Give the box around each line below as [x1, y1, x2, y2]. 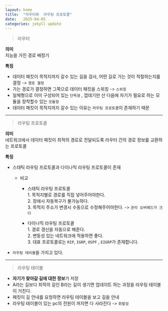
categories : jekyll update [5, 21, 61, 26]
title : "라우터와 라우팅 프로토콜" [5, 12, 72, 17]
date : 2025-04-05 [5, 16, 46, 21]
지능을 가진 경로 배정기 [5, 52, 49, 58]
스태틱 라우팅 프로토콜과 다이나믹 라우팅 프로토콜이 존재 [12, 164, 121, 170]
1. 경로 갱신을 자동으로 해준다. [27, 227, 85, 233]
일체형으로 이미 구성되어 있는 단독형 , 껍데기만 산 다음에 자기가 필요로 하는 [12, 92, 155, 98]
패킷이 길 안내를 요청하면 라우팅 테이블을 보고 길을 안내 [12, 294, 119, 300]
